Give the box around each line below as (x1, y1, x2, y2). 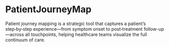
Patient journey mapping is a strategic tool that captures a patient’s (5, 20, 146, 27)
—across (5, 31, 25, 37)
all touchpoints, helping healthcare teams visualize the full (25, 31, 147, 37)
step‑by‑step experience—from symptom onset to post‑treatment (5, 26, 143, 32)
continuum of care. (5, 37, 45, 43)
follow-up (143, 26, 164, 32)
